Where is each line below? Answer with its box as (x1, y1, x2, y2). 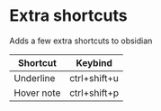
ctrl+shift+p (68, 87, 120, 99)
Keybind (76, 56, 112, 69)
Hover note (13, 87, 61, 99)
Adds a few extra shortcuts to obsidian (9, 35, 153, 46)
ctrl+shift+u (68, 71, 120, 84)
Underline (13, 71, 56, 84)
